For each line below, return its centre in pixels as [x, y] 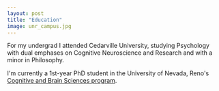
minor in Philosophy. [36, 60]
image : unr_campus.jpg [39, 26]
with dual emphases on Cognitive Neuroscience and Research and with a [110, 53]
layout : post [26, 13]
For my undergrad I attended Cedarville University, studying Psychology [108, 46]
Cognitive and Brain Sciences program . [62, 81]
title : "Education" [35, 20]
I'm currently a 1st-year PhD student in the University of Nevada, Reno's [108, 73]
